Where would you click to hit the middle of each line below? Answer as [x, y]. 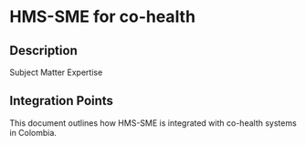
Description [43, 51]
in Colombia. [33, 132]
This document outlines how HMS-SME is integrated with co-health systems [153, 123]
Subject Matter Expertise [56, 72]
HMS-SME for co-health [103, 17]
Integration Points [62, 101]
